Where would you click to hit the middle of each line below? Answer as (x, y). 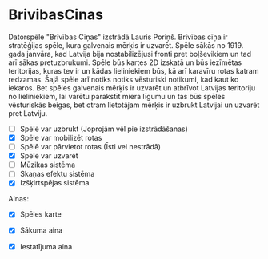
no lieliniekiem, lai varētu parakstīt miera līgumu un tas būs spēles (117, 96)
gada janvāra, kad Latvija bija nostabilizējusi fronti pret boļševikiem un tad (130, 54)
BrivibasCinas (56, 15)
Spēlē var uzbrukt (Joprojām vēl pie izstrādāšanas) (104, 129)
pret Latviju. (28, 113)
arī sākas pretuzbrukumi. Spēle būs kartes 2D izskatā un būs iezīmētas (125, 62)
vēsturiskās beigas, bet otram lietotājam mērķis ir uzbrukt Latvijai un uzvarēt (134, 105)
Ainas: (19, 199)
